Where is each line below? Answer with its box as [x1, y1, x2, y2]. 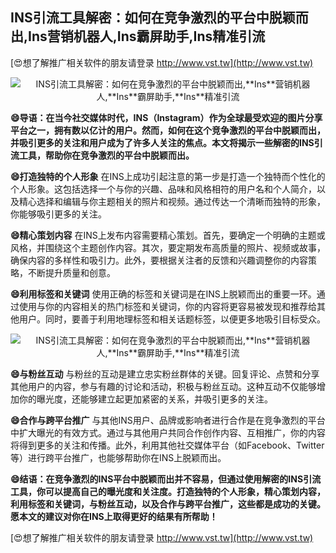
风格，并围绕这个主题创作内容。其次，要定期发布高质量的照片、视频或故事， [10, 241, 326, 253]
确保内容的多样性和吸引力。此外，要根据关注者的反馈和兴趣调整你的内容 [10, 254, 308, 266]
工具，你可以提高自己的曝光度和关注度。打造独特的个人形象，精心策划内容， [10, 485, 326, 497]
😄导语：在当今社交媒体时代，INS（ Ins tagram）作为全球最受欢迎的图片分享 [10, 111, 323, 123]
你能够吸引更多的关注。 [10, 208, 107, 220]
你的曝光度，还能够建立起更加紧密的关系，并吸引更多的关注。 [18, 393, 273, 405]
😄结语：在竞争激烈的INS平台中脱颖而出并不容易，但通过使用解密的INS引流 [10, 473, 322, 485]
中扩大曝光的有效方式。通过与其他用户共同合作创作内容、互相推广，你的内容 [10, 426, 326, 438]
